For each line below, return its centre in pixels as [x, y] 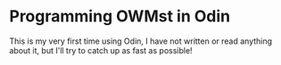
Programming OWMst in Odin [120, 16]
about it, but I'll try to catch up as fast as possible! [101, 50]
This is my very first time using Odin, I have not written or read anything [141, 41]
